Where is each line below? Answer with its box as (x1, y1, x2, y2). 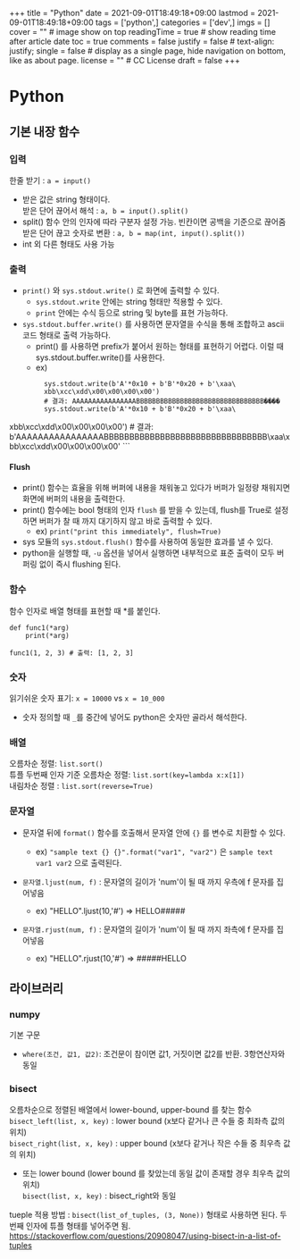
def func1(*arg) (9, 623, 70, 633)
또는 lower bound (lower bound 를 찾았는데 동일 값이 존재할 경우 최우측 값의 (21, 1168, 291, 1179)
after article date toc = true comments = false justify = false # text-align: (9, 36, 275, 46)
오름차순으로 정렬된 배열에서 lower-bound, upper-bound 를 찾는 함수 (9, 1104, 253, 1115)
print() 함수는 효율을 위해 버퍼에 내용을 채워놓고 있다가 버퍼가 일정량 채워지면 (21, 483, 290, 493)
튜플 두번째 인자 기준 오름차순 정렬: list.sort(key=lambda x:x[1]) (9, 769, 246, 780)
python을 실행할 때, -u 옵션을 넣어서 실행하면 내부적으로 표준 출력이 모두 (21, 548, 275, 558)
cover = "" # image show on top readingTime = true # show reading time (9, 27, 277, 37)
